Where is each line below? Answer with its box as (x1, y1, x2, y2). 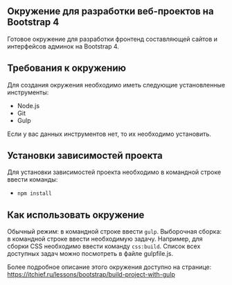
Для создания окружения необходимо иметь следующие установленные (7, 80, 226, 89)
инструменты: (7, 88, 49, 96)
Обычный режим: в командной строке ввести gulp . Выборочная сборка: (7, 227, 222, 236)
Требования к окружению (7, 62, 127, 74)
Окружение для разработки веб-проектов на (7, 6, 214, 17)
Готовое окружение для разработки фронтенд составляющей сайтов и (7, 35, 218, 43)
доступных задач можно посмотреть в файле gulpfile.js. (7, 250, 174, 258)
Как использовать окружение (7, 209, 145, 221)
